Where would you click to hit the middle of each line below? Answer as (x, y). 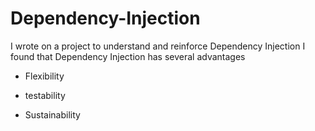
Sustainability (52, 114)
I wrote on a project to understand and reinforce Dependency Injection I (158, 46)
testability (45, 95)
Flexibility (44, 76)
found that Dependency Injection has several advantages (128, 56)
